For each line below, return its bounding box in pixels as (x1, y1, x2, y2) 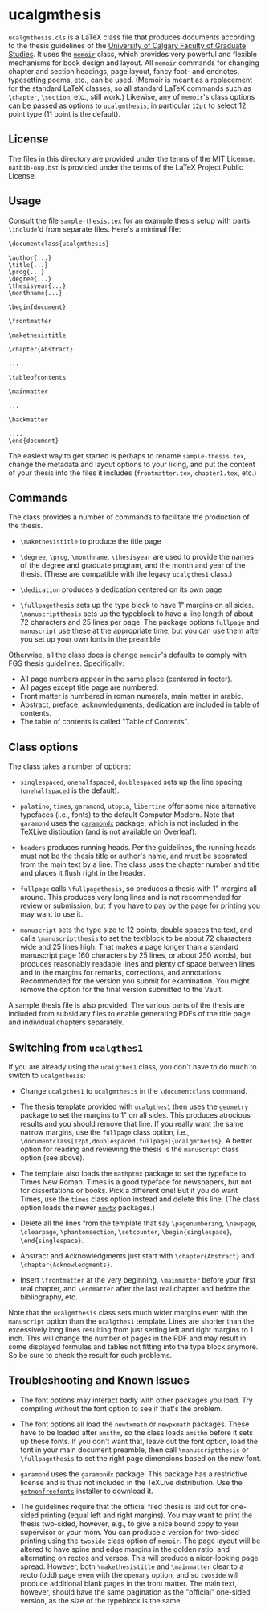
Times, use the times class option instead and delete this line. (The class (19, 1194, 260, 1204)
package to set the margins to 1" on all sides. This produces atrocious (19, 1110, 251, 1119)
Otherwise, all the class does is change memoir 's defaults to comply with (8, 650, 247, 660)
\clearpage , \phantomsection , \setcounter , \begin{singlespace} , (19, 1227, 233, 1236)
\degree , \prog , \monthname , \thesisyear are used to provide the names (19, 552, 255, 562)
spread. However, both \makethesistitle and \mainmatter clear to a (19, 1562, 244, 1571)
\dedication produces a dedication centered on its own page (19, 585, 222, 594)
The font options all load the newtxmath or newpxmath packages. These (19, 1419, 250, 1429)
